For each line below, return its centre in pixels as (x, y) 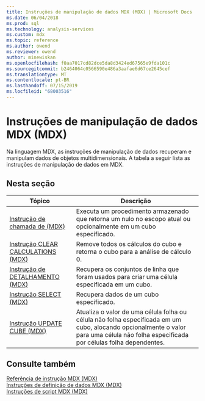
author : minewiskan (31, 57)
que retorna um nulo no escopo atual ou (133, 219)
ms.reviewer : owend (31, 52)
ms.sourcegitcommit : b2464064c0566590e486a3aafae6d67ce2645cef (88, 69)
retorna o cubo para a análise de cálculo (134, 251)
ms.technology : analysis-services (50, 29)
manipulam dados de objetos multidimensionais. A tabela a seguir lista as (98, 158)
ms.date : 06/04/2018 (33, 18)
